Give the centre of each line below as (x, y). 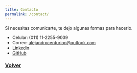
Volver (13, 65)
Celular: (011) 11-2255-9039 (40, 37)
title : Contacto (22, 9)
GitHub (19, 53)
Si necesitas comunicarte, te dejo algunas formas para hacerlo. (69, 28)
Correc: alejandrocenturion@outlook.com (54, 42)
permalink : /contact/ (27, 14)
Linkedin (21, 48)
